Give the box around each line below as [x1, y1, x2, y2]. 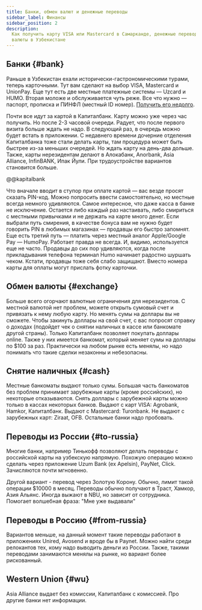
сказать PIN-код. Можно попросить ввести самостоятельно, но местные [6, 193, 195, 201]
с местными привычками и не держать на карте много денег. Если [6, 212, 179, 220]
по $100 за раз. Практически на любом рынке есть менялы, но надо [6, 342, 182, 350]
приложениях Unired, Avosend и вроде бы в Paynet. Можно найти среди [6, 538, 192, 545]
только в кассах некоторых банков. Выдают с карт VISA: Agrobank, [6, 401, 179, 409]
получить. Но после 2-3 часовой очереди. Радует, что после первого [6, 119, 185, 126]
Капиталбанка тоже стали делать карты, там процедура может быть [6, 138, 183, 145]
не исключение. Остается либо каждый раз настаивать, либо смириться [6, 206, 194, 213]
